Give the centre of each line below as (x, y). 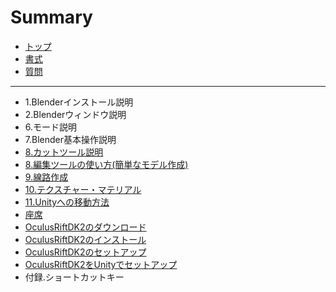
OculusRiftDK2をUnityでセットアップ (101, 264)
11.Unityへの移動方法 (67, 202)
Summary (51, 17)
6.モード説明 (51, 127)
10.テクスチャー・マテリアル (83, 189)
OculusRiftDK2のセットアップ (85, 252)
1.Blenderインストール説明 (79, 102)
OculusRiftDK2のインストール (85, 239)
